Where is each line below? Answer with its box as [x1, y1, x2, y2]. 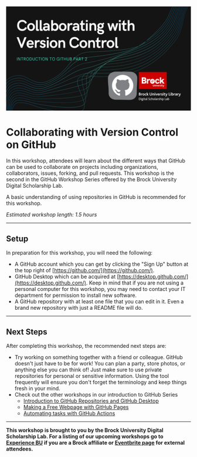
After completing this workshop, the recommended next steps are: [6, 343, 167, 350]
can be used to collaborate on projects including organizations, [6, 164, 158, 171]
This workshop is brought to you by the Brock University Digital [6, 426, 164, 434]
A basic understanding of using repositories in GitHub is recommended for [6, 194, 186, 201]
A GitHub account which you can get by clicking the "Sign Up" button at [14, 260, 189, 268]
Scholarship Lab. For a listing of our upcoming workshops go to [6, 433, 164, 440]
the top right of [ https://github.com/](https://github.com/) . [14, 267, 155, 274]
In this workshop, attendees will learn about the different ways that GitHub [6, 157, 186, 164]
